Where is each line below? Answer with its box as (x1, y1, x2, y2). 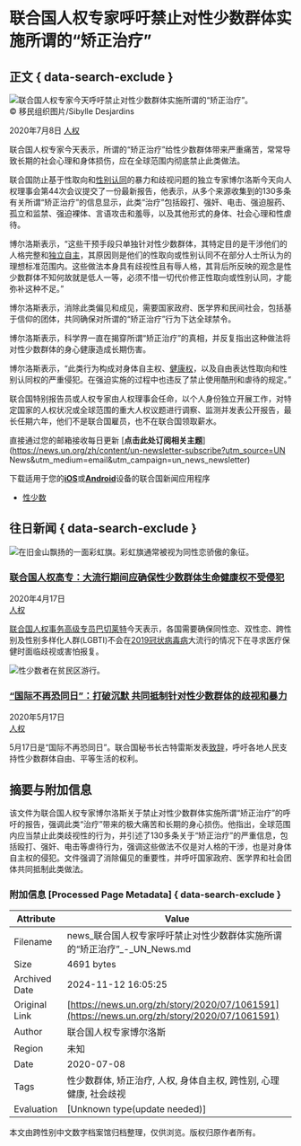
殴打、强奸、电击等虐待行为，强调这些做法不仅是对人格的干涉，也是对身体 (16, 842, 292, 852)
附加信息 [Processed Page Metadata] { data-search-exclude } (9, 888, 282, 901)
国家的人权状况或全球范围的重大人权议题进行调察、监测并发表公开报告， (16, 405, 284, 415)
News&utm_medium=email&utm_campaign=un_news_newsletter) (9, 454, 251, 465)
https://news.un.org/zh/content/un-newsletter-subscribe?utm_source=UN (12, 445, 286, 455)
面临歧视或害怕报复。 (24, 646, 104, 657)
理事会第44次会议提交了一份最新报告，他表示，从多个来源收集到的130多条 (16, 186, 292, 196)
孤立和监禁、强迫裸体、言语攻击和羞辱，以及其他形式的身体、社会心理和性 (9, 208, 284, 218)
